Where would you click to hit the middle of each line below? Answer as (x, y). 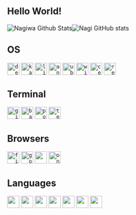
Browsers (28, 139)
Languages (32, 183)
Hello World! (35, 11)
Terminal (27, 94)
